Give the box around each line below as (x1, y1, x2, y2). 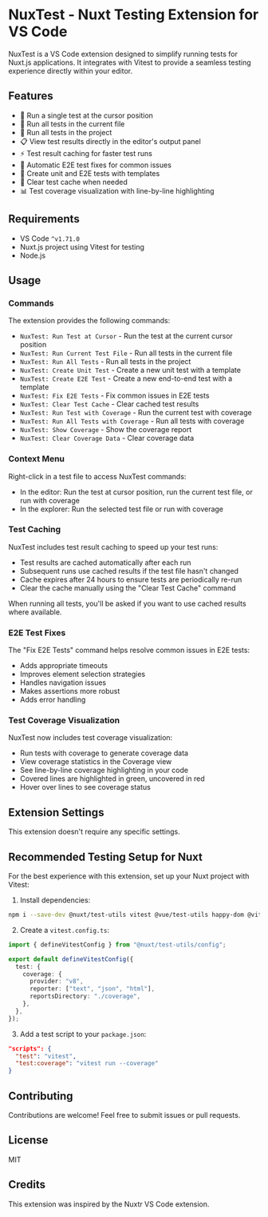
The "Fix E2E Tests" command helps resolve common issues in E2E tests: (8, 646, 250, 655)
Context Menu (8, 454, 65, 465)
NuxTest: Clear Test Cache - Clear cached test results (19, 399, 199, 409)
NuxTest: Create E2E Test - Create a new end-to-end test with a (19, 374, 233, 383)
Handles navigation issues (19, 678, 106, 687)
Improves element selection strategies (19, 670, 146, 679)
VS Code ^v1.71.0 (19, 234, 80, 243)
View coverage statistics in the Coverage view (19, 757, 172, 767)
